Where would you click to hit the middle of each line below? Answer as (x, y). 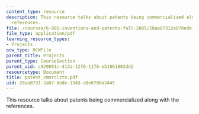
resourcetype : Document (36, 72)
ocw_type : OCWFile (29, 50)
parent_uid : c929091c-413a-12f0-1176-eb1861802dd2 (70, 66)
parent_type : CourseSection (41, 61)
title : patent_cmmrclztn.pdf (42, 77)
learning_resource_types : (38, 39)
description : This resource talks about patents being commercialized (95, 17)
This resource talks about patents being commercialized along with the (93, 100)
